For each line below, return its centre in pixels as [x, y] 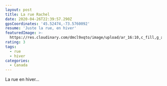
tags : [11, 47]
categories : [17, 61]
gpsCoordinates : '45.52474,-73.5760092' [48, 24]
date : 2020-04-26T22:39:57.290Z [39, 19]
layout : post [19, 10]
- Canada [19, 65]
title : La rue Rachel [28, 14]
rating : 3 [15, 42]
